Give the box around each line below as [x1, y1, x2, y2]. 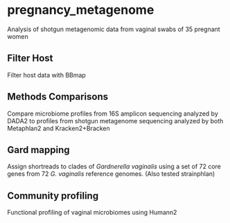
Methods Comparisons [7, 91, 109, 102]
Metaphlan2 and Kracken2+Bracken [7, 124, 111, 132]
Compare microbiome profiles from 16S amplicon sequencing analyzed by [7, 109, 218, 118]
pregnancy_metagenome [7, 2, 154, 18]
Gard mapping [7, 144, 71, 156]
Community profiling [7, 190, 99, 202]
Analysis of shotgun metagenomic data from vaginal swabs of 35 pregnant [7, 25, 220, 33]
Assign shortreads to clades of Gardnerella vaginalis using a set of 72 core [7, 162, 222, 171]
